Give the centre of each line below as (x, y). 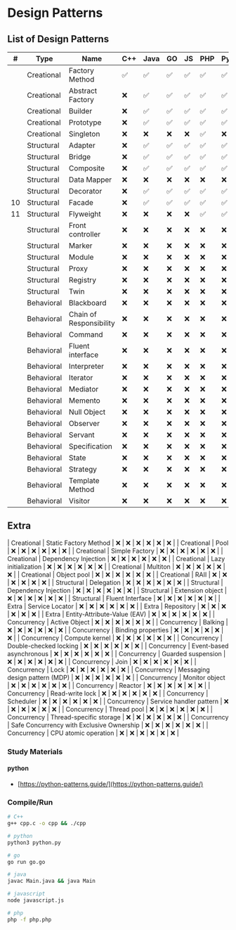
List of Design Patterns (58, 39)
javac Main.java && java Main (52, 881)
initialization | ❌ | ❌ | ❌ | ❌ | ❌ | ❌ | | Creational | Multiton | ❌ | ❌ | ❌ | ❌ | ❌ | (117, 566)
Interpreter (86, 366)
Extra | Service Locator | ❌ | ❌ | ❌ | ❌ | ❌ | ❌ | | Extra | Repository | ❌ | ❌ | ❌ (117, 606)
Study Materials (35, 751)
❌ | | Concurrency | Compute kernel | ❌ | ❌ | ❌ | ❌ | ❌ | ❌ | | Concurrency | (115, 638)
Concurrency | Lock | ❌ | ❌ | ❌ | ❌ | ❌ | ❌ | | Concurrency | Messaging (109, 670)
